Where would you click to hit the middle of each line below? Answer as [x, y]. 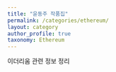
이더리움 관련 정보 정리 [39, 61]
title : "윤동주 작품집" [38, 14]
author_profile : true [39, 34]
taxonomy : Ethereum [36, 40]
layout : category [33, 27]
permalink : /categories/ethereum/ [58, 20]
